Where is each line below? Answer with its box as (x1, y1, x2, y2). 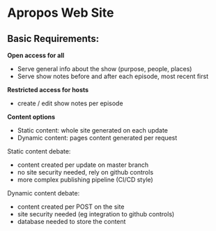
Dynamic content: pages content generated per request (17, 134, 178, 142)
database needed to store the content (17, 218, 126, 225)
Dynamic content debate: (7, 189, 80, 197)
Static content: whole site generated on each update (17, 126, 169, 134)
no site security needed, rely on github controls (17, 168, 154, 176)
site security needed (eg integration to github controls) (17, 210, 175, 218)
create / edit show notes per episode (17, 99, 123, 107)
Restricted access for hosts (7, 86, 89, 94)
